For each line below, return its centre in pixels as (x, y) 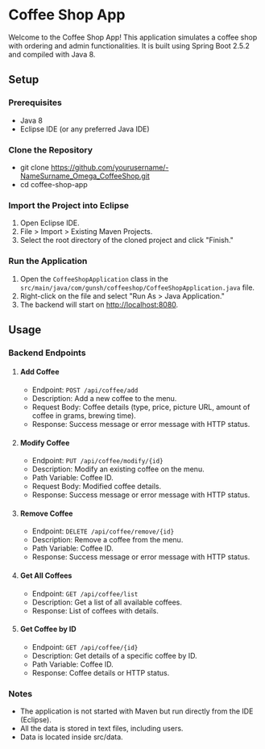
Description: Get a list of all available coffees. (107, 602)
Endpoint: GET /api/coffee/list (85, 593)
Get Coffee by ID (48, 629)
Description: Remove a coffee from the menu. (108, 540)
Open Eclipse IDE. (50, 223)
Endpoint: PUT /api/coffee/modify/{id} (97, 461)
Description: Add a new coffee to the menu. (104, 399)
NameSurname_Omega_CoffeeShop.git (85, 176)
